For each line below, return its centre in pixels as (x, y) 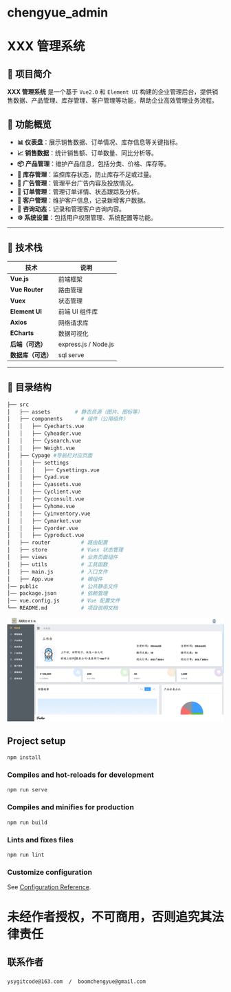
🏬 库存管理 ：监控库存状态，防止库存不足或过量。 (86, 174)
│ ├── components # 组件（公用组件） (68, 419)
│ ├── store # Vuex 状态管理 (65, 550)
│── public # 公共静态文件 (63, 586)
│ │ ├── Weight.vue (41, 448)
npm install (24, 757)
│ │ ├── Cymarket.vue (44, 521)
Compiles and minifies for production (70, 807)
